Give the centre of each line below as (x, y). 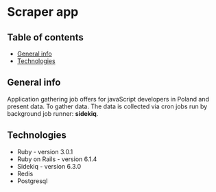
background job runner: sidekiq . (53, 113)
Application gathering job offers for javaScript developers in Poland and (108, 99)
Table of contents (45, 37)
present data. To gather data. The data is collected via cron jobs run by (107, 106)
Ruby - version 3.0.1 (45, 152)
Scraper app (43, 12)
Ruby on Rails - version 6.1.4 (57, 159)
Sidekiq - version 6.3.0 (49, 166)
